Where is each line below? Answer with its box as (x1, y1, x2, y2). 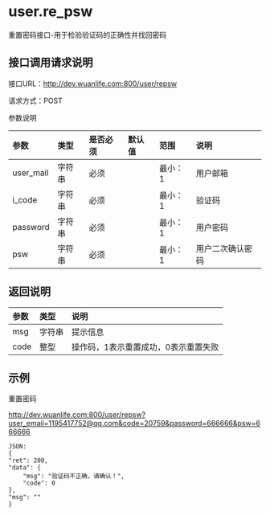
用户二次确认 (195, 243, 245, 254)
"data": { (8, 464, 42, 472)
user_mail (12, 167, 49, 178)
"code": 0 (22, 479, 56, 488)
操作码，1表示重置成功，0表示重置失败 (71, 341, 219, 352)
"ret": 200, (8, 457, 48, 465)
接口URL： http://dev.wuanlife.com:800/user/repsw (8, 79, 178, 88)
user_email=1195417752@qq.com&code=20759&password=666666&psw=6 (8, 419, 261, 428)
